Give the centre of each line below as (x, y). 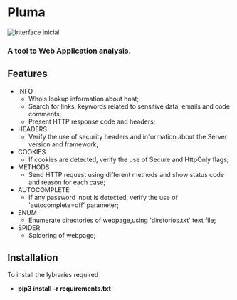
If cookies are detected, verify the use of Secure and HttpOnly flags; (128, 159)
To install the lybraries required (53, 275)
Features (27, 74)
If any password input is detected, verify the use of (103, 197)
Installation (33, 258)
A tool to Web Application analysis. (69, 51)
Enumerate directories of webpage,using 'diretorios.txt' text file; (122, 220)
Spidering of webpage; (62, 235)
